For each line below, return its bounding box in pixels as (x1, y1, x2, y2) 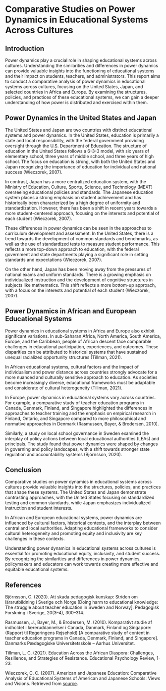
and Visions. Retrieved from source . (5, 681, 78, 687)
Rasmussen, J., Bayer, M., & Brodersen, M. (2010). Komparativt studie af (5, 619, 153, 625)
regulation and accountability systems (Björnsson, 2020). (5, 451, 122, 457)
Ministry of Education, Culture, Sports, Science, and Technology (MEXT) (5, 184, 153, 190)
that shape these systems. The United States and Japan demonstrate (5, 489, 147, 495)
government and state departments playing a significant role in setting (5, 251, 149, 257)
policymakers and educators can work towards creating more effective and (5, 561, 159, 567)
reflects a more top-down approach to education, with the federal (5, 246, 139, 252)
